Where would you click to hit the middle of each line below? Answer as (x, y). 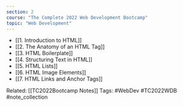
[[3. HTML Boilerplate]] (44, 53)
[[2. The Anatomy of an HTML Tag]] (60, 47)
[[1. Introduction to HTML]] (48, 41)
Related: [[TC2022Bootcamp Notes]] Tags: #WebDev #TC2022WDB (92, 91)
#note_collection (27, 97)
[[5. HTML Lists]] (36, 66)
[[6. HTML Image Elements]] (50, 73)
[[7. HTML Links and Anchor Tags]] (59, 79)
